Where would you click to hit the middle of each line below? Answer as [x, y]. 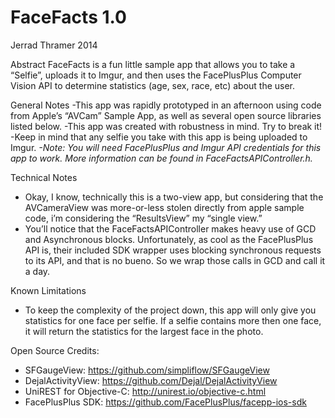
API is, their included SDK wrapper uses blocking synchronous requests [173, 250]
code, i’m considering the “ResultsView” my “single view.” [143, 218]
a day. [37, 271]
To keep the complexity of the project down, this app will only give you [170, 310]
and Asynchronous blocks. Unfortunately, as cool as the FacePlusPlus [169, 239]
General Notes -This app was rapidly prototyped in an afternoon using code [166, 105]
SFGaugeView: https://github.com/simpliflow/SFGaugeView [147, 370]
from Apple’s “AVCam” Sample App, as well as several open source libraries [166, 115]
